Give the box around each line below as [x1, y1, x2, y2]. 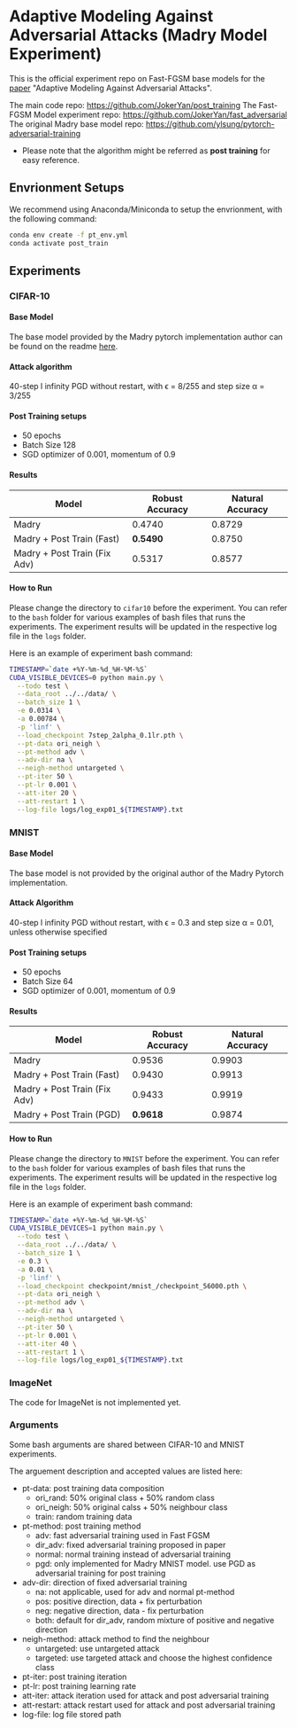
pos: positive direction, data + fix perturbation [34, 1596, 203, 1607]
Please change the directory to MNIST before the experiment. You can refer [9, 1153, 280, 1163]
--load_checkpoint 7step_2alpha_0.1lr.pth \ [17, 731, 184, 739]
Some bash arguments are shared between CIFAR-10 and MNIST [9, 1439, 245, 1450]
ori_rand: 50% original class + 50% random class [34, 1492, 215, 1503]
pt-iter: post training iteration [21, 1671, 127, 1682]
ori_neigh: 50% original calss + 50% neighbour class [34, 1501, 228, 1513]
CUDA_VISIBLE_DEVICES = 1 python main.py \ [9, 1224, 164, 1233]
